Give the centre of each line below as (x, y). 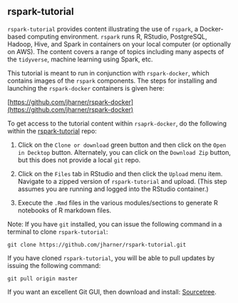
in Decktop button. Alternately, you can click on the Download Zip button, (124, 152)
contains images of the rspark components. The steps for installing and (112, 81)
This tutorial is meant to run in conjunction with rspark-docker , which (109, 73)
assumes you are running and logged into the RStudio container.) (113, 189)
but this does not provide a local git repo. (79, 160)
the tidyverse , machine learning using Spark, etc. (80, 59)
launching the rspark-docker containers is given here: (86, 88)
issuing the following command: (54, 265)
